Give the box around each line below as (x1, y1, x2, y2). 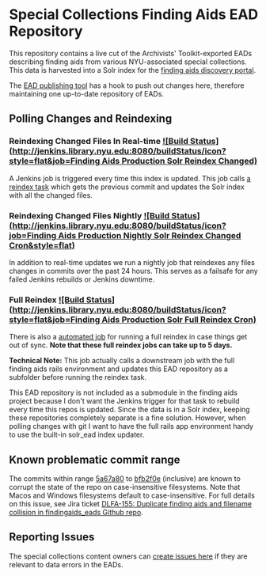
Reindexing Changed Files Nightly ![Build (9, 210, 170, 221)
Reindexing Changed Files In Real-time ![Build (9, 136, 188, 147)
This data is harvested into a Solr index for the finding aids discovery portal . (9, 65, 256, 74)
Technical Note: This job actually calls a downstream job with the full (9, 356, 235, 366)
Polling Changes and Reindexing (9, 112, 173, 126)
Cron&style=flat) (9, 240, 75, 251)
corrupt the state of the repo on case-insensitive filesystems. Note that (9, 483, 241, 492)
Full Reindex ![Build (9, 294, 85, 305)
